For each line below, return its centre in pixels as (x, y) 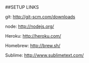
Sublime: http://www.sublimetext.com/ (44, 55)
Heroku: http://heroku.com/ (33, 36)
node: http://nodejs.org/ (30, 26)
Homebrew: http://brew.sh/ (33, 46)
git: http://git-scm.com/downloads (40, 17)
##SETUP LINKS (22, 7)
